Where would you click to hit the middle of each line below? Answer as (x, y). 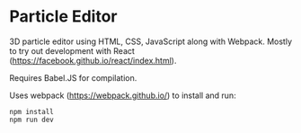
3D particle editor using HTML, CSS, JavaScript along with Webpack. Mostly (151, 41)
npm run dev (31, 120)
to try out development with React (72, 50)
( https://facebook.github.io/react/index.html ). (93, 60)
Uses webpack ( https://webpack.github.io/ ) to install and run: (123, 95)
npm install (31, 111)
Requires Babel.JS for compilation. (73, 77)
